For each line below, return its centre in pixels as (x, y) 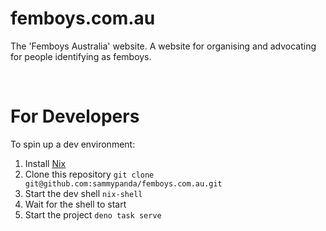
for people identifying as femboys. (81, 56)
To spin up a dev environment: (73, 144)
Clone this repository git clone (89, 174)
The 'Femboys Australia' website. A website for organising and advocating (163, 46)
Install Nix (45, 163)
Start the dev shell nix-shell (83, 193)
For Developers (75, 116)
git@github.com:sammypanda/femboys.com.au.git (123, 183)
